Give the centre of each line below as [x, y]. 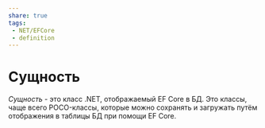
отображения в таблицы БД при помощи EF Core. [92, 116]
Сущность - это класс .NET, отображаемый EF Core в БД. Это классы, [128, 99]
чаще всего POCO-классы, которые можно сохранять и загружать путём [133, 107]
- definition [33, 38]
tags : [17, 23]
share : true [28, 16]
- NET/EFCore [33, 30]
